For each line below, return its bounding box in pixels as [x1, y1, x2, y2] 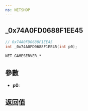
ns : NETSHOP [5, 7, 30, 13]
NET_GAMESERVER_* [5, 54, 42, 59]
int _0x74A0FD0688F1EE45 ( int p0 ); [5, 44, 78, 50]
